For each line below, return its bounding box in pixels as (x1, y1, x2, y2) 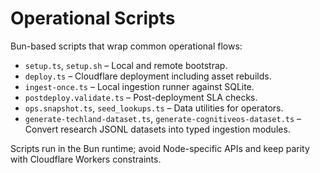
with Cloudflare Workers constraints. (10, 153, 162, 165)
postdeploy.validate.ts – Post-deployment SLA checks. (24, 91, 258, 103)
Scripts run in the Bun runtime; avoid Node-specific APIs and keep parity (10, 142, 310, 154)
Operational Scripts (10, 7, 176, 30)
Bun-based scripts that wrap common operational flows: (10, 40, 243, 52)
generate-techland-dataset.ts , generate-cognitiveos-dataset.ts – (24, 112, 302, 124)
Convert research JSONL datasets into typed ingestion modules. (24, 123, 291, 135)
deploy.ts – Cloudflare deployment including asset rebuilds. (24, 70, 272, 82)
